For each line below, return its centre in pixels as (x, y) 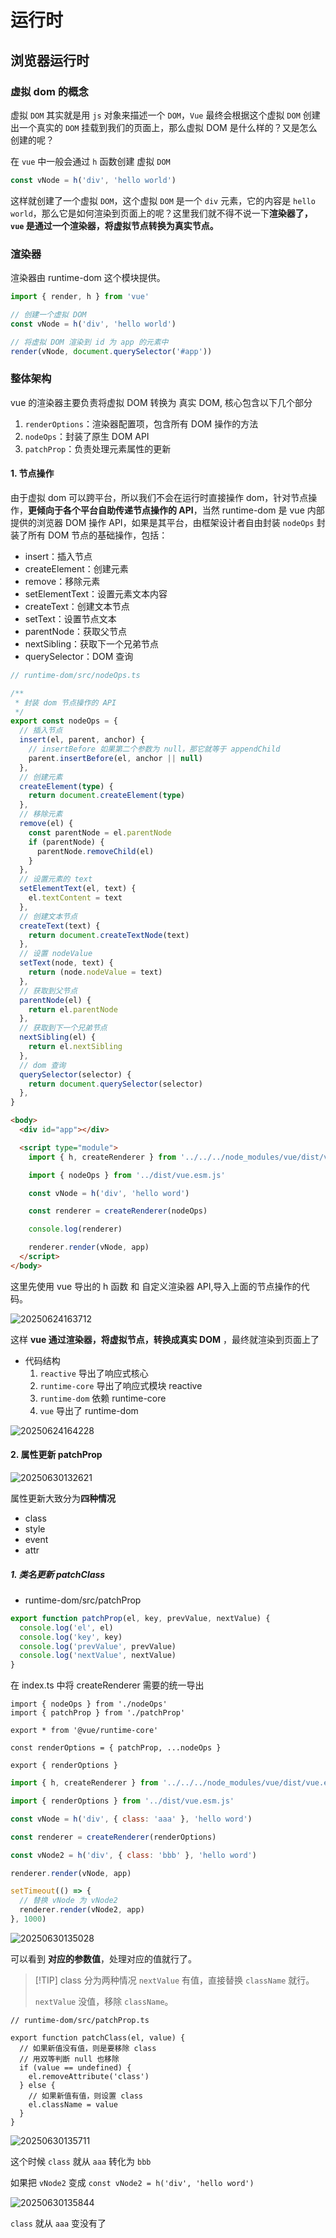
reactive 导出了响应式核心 (94, 1373)
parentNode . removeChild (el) (95, 851)
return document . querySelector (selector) (115, 1084)
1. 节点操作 (32, 473)
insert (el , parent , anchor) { (82, 740)
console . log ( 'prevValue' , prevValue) (98, 1646)
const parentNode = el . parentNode (100, 832)
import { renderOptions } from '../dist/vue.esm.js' (122, 1801)
